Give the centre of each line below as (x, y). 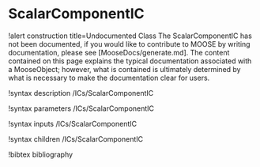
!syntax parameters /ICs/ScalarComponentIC (81, 108)
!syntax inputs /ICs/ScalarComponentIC (73, 123)
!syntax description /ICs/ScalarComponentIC (81, 93)
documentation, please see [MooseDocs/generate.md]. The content (119, 52)
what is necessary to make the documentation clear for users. (109, 78)
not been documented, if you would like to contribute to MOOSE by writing (129, 44)
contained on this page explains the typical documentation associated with (130, 61)
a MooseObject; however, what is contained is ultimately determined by (124, 69)
